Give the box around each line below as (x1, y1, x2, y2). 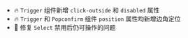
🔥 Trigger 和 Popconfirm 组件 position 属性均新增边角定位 (13, 15, 181, 23)
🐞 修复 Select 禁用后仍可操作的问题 (13, 23, 116, 31)
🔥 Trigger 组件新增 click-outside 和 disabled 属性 (13, 6, 160, 14)
